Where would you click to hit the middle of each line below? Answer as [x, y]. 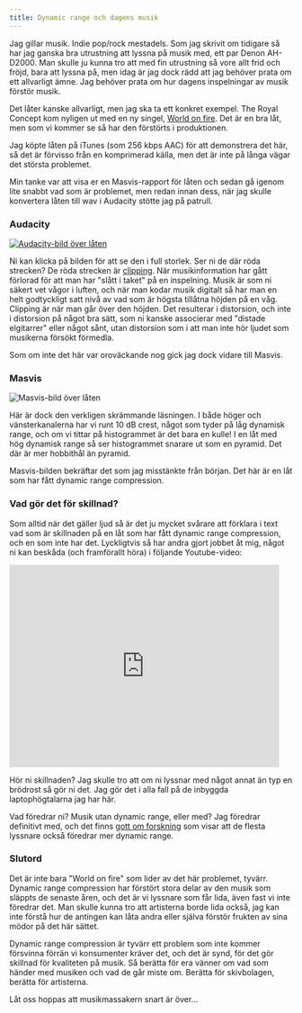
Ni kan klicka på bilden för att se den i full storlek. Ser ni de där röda [135, 261]
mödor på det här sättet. [54, 926]
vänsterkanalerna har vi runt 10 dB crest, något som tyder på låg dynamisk [147, 425]
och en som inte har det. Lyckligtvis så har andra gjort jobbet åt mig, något [147, 542]
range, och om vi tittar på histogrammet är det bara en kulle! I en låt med [143, 435]
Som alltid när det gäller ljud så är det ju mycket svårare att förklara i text [144, 524]
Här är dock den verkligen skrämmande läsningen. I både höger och [136, 416]
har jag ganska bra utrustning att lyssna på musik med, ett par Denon [137, 53]
